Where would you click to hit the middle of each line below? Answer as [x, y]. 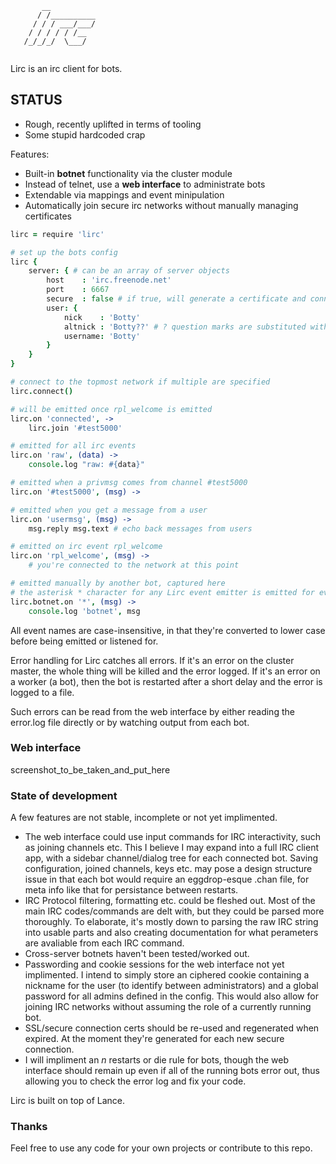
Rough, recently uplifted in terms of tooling [113, 124]
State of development [64, 795]
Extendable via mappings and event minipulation [124, 194]
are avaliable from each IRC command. [104, 943]
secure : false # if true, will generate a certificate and [176, 299]
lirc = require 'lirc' [57, 234]
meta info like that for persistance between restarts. [131, 890]
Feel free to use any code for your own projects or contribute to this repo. [161, 1148]
